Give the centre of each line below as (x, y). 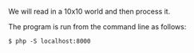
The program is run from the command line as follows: (97, 26)
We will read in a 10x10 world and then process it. (89, 11)
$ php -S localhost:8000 (49, 41)
